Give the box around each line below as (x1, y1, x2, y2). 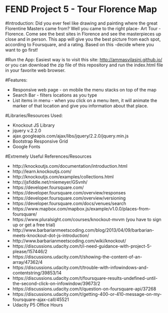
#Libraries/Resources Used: (5, 112, 63, 119)
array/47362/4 (12, 259, 43, 265)
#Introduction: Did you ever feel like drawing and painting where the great (5, 20, 158, 26)
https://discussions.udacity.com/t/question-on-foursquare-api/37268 (12, 285, 156, 292)
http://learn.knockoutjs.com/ (12, 168, 72, 174)
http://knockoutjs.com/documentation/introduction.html (12, 163, 128, 169)
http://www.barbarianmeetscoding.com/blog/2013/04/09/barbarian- (12, 227, 154, 233)
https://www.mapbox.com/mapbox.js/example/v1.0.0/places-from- (12, 205, 151, 212)
